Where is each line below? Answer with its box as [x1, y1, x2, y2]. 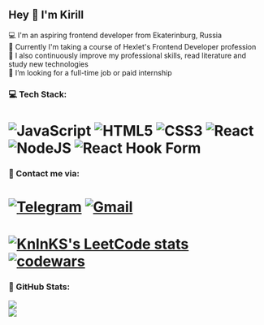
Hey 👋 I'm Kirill [8, 8, 84, 22]
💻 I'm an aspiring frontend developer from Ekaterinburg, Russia [8, 30, 222, 40]
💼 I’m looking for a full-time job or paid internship [8, 67, 172, 77]
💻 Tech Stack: [8, 89, 67, 100]
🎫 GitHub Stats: [8, 281, 71, 292]
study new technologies [8, 58, 89, 69]
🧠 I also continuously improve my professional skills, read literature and [8, 50, 246, 60]
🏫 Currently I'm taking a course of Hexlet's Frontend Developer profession [8, 41, 257, 51]
